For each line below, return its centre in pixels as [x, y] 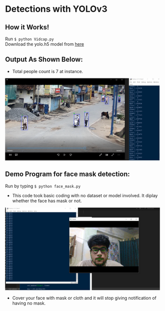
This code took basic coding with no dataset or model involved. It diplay [85, 195]
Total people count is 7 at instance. [48, 71]
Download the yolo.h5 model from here [45, 44]
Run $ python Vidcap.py [29, 39]
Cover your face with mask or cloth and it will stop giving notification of [84, 298]
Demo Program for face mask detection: [68, 174]
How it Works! [27, 27]
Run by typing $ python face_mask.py [43, 186]
